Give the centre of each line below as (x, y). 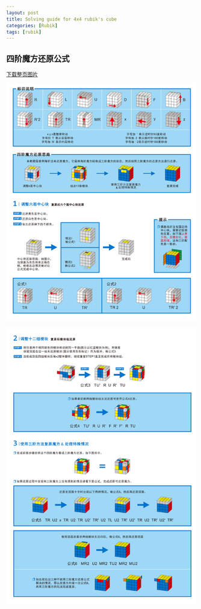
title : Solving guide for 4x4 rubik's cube (62, 19)
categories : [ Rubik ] (32, 25)
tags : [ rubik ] (24, 32)
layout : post (23, 13)
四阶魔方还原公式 (38, 58)
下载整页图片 (22, 74)
